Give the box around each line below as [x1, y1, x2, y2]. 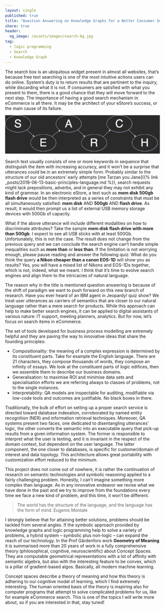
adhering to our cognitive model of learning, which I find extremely [5, 578, 140, 584]
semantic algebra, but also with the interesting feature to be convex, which [5, 558, 156, 564]
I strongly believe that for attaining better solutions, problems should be [5, 517, 150, 523]
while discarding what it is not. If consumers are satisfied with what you [5, 84, 150, 90]
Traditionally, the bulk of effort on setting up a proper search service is [5, 405, 148, 410]
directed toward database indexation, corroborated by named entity [5, 409, 142, 415]
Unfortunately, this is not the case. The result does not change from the [5, 236, 150, 242]
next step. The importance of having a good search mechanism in [5, 95, 138, 101]
